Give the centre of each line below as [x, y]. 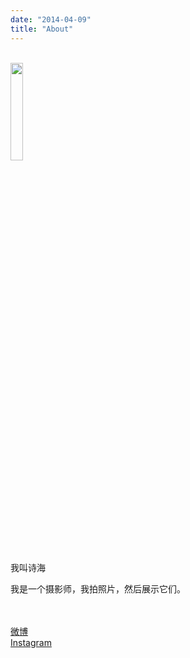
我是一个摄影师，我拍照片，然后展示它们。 [98, 588]
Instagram [31, 642]
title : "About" [42, 29]
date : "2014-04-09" [51, 19]
